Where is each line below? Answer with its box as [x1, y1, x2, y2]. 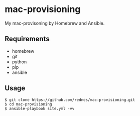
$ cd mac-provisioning [5, 101, 52, 106]
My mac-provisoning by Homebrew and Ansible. [5, 20, 105, 26]
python [12, 59, 27, 65]
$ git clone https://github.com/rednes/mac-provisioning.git [5, 97, 135, 102]
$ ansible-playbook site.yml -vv [5, 106, 75, 111]
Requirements [5, 35, 50, 43]
